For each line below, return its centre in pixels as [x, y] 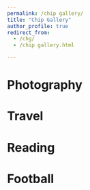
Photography [45, 85]
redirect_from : [29, 32]
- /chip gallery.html [44, 45]
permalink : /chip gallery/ [45, 13]
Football [31, 179]
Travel [25, 116]
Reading [31, 147]
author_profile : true [38, 26]
